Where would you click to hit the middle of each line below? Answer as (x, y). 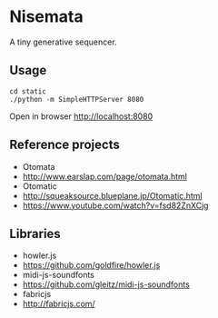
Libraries (35, 234)
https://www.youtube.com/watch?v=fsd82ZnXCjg (115, 205)
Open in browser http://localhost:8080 (81, 116)
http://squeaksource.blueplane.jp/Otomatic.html (112, 195)
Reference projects (64, 145)
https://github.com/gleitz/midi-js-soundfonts (106, 284)
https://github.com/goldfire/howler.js (91, 265)
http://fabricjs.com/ (59, 304)
